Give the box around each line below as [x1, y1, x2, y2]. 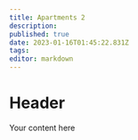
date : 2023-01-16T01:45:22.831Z [9, 37, 129, 47]
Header [9, 93, 65, 113]
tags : [9, 46, 29, 55]
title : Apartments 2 [9, 12, 86, 22]
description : [9, 21, 58, 30]
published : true [9, 29, 69, 38]
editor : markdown [9, 54, 74, 63]
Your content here [9, 122, 76, 133]
